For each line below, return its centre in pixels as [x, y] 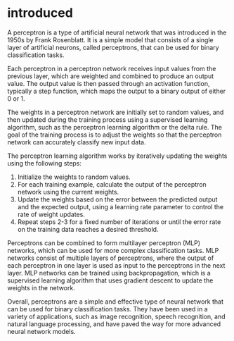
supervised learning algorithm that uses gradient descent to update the [110, 280]
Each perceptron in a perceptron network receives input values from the [112, 68]
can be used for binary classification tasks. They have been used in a [108, 309]
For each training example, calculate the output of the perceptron [112, 184]
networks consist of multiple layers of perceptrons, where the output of [111, 258]
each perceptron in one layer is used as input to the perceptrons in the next [116, 265]
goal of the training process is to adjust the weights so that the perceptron [115, 135]
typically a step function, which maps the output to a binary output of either [117, 91]
